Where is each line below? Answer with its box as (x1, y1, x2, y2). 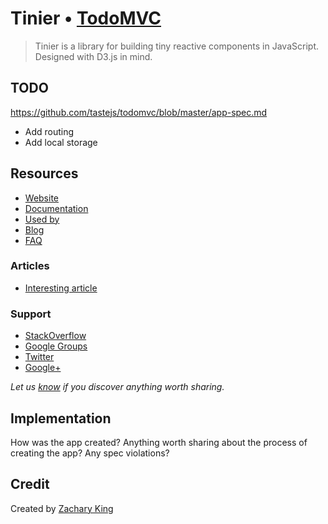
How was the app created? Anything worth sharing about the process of (10, 436, 308, 448)
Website (24, 192, 60, 204)
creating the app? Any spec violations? (10, 447, 170, 459)
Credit (10, 476, 50, 493)
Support (10, 307, 52, 321)
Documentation (24, 202, 89, 214)
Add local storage (24, 136, 98, 148)
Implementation (10, 410, 112, 427)
